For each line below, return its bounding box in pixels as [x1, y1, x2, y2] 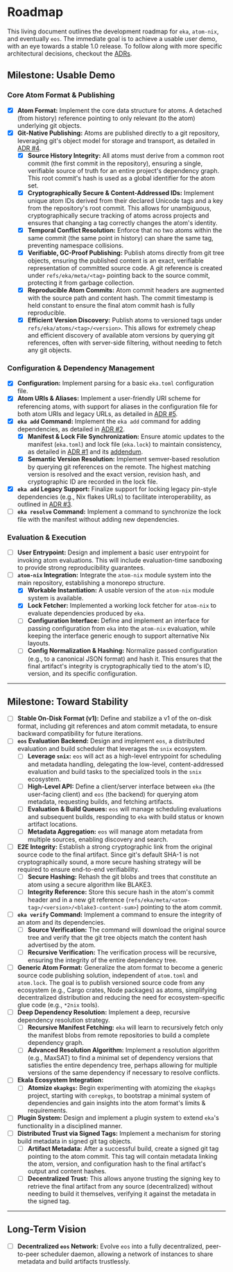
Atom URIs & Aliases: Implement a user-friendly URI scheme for [17, 394, 201, 403]
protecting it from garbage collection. [27, 279, 135, 287]
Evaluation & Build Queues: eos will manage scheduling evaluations [27, 804, 222, 813]
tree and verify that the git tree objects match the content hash [27, 934, 207, 942]
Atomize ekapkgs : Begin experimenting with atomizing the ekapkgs [27, 1084, 216, 1092]
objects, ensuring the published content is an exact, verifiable [27, 256, 204, 265]
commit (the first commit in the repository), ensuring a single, [27, 159, 203, 167]
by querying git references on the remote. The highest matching [27, 463, 211, 471]
